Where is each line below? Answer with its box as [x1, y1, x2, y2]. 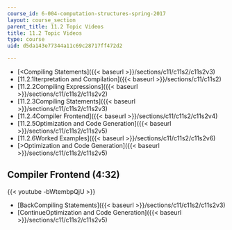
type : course [7, 36, 45, 43]
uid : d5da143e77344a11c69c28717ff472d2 [7, 42, 123, 49]
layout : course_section [7, 17, 76, 24]
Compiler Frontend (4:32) [7, 169, 120, 181]
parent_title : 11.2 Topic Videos [7, 23, 104, 30]
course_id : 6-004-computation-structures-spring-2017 [7, 10, 167, 17]
